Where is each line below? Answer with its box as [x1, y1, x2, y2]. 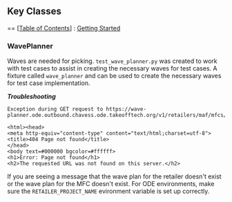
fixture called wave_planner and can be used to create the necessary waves [7, 72, 222, 80]
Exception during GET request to [7, 106, 104, 113]
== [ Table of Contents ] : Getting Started [7, 24, 121, 32]
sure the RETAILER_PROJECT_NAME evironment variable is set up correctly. [7, 187, 210, 196]
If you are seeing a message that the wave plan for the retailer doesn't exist [7, 172, 222, 181]
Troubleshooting [7, 93, 57, 101]
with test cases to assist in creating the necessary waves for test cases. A [7, 64, 217, 73]
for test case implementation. [7, 79, 91, 87]
